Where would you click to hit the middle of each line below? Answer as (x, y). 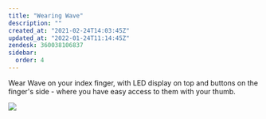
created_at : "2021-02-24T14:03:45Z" (69, 30)
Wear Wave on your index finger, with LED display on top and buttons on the (133, 83)
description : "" (35, 23)
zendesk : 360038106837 (46, 46)
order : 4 (30, 61)
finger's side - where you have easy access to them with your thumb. (122, 91)
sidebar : (23, 53)
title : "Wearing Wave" (46, 16)
